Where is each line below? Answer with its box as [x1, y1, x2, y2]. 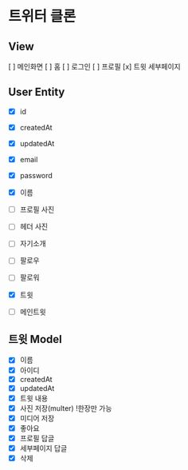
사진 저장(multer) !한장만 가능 [19, 403, 112, 412]
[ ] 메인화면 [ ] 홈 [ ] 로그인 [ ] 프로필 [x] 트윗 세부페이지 [8, 62, 181, 71]
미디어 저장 [19, 413, 55, 423]
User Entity [8, 86, 65, 99]
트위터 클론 [8, 7, 76, 26]
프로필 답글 [19, 433, 55, 443]
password [19, 171, 53, 181]
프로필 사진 [19, 205, 55, 214]
